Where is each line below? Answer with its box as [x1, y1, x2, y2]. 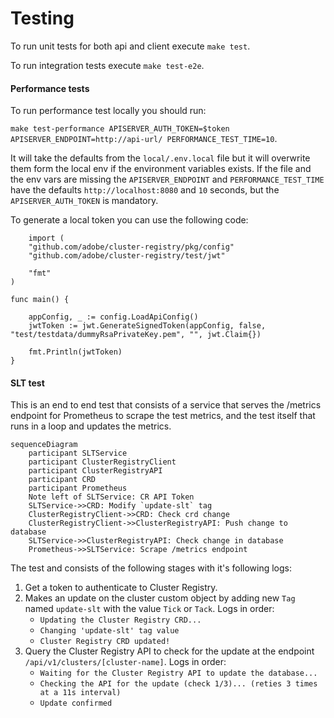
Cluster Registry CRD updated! [39, 637, 171, 647]
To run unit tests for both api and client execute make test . [10, 40, 251, 52]
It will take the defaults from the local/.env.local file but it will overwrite [10, 152, 311, 164]
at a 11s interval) [39, 688, 122, 698]
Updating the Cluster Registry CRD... [39, 615, 202, 626]
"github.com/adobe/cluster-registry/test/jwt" [28, 251, 226, 261]
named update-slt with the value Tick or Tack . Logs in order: [24, 603, 275, 615]
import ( [28, 233, 65, 244]
